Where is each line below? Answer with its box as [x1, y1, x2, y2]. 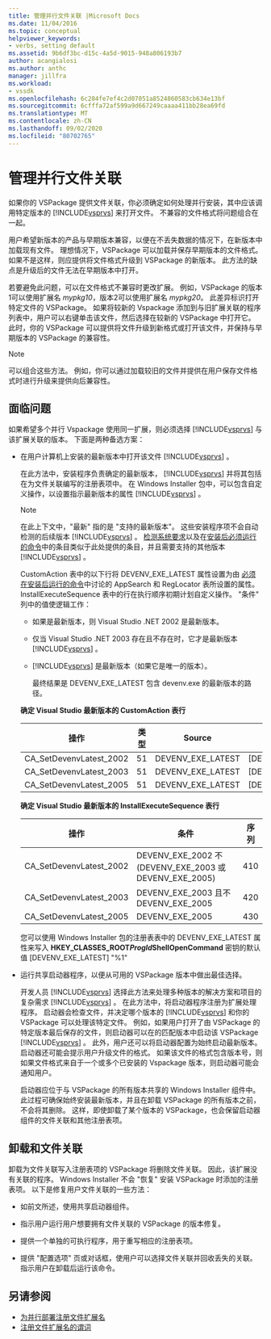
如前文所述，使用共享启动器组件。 [19, 1202, 134, 1211]
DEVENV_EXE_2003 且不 [136, 888, 231, 899]
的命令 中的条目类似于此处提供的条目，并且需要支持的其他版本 [19, 542, 226, 552]
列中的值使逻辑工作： [19, 599, 91, 610]
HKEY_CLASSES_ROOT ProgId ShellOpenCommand [50, 942, 223, 953]
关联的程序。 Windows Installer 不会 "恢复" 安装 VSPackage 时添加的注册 [15, 1174, 259, 1184]
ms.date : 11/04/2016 [8, 19, 78, 27]
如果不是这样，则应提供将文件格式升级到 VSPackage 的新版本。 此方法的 [8, 255, 251, 265]
